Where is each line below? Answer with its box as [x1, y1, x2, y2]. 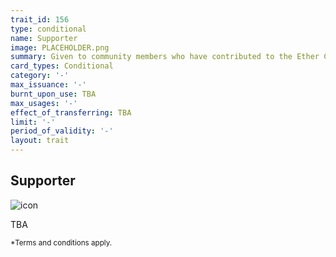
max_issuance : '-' [10, 80, 87, 90]
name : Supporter [10, 33, 78, 43]
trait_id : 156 [10, 14, 70, 25]
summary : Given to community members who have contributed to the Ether [10, 52, 320, 62]
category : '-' [10, 71, 70, 81]
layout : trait [10, 136, 70, 146]
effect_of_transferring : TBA [10, 107, 132, 118]
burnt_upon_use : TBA [10, 89, 97, 99]
